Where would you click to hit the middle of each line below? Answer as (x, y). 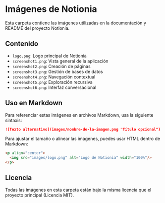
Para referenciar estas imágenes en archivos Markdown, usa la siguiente (79, 115)
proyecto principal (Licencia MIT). (40, 195)
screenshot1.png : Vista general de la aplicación (60, 61)
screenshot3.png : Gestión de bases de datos (57, 71)
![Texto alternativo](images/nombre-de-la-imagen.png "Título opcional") (83, 129)
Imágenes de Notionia (51, 9)
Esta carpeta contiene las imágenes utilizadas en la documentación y (76, 23)
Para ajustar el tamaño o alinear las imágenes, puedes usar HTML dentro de (82, 139)
